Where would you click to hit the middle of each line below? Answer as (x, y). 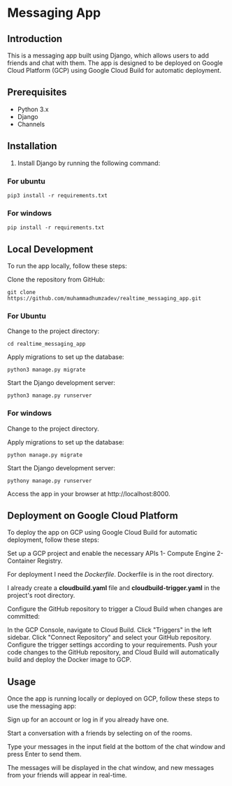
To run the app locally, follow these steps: (67, 266)
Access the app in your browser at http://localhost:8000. (89, 493)
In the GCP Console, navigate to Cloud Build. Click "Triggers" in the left (109, 630)
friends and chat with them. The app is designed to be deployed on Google (115, 63)
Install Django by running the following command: (89, 163)
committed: (24, 617)
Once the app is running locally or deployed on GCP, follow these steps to (114, 699)
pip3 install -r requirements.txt (58, 195)
